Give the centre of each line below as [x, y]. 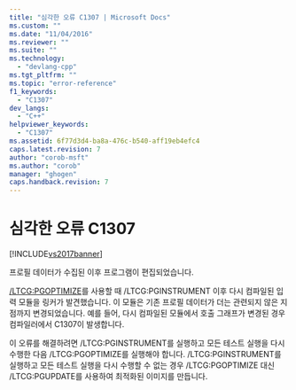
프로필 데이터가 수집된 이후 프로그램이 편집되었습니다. [101, 272]
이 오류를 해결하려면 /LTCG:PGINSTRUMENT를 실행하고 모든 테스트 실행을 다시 [147, 343]
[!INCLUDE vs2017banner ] [56, 254]
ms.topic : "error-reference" [63, 83]
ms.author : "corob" [45, 166]
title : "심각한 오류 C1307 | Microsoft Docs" [90, 17]
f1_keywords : [33, 91]
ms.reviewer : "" [39, 42]
